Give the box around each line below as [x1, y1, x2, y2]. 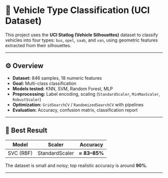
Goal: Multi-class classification [12, 80, 76, 86]
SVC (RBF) [7, 149, 33, 156]
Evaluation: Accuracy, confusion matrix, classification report [12, 107, 138, 113]
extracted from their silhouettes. [5, 42, 71, 48]
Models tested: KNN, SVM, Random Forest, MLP [12, 85, 113, 92]
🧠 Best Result [5, 126, 47, 135]
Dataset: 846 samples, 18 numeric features [12, 75, 102, 81]
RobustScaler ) [12, 96, 41, 102]
